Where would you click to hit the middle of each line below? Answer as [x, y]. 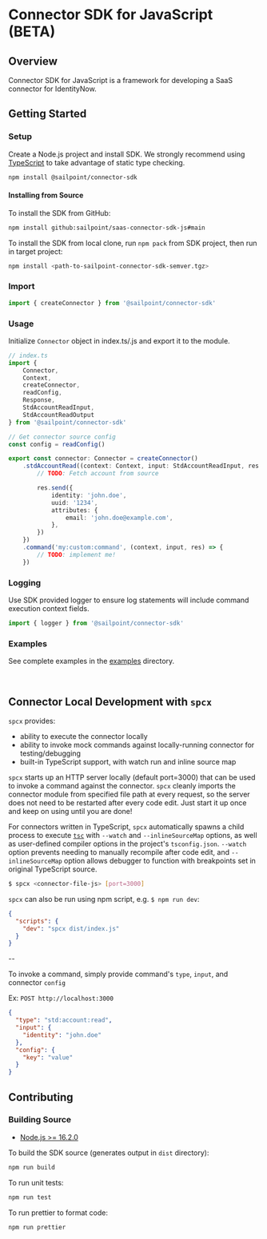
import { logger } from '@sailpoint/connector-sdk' [96, 623]
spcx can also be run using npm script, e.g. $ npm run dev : [104, 899]
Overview [33, 61]
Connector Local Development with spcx [110, 702]
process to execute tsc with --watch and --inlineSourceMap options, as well [133, 836]
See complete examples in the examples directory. [92, 661]
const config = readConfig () [57, 444]
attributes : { [74, 510]
